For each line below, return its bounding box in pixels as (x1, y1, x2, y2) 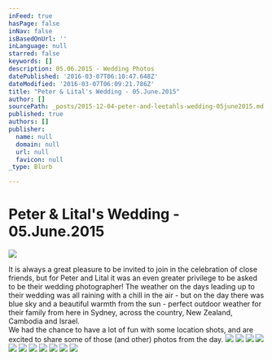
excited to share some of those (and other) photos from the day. (8, 335, 224, 345)
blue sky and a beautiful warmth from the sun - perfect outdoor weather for (8, 299, 262, 309)
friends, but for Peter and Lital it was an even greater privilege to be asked (8, 273, 258, 283)
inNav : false (8, 27, 53, 35)
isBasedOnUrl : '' (8, 34, 68, 43)
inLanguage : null (8, 42, 68, 50)
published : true (8, 111, 64, 119)
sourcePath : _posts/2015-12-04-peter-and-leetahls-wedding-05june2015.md (8, 102, 265, 111)
